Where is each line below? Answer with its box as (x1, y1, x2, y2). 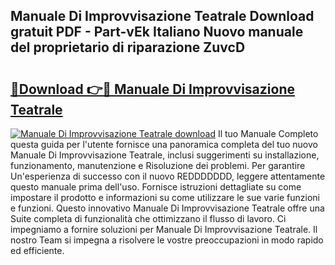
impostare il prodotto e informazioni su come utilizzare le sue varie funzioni (10, 192, 320, 203)
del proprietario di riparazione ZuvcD (10, 39, 246, 56)
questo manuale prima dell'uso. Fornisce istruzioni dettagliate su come (10, 181, 302, 193)
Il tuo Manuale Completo (217, 128, 319, 139)
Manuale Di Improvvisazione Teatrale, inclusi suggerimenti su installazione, (10, 149, 320, 161)
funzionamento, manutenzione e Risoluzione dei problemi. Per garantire (10, 160, 306, 171)
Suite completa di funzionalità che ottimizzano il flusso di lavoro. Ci (10, 213, 287, 224)
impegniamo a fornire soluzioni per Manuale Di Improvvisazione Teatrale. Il (10, 224, 318, 235)
